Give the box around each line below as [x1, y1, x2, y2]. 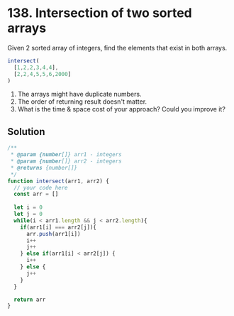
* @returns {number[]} [10, 164, 78, 171]
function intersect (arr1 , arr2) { [7, 178, 110, 185]
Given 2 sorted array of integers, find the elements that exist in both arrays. [7, 43, 228, 52]
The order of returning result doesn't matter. [17, 97, 147, 106]
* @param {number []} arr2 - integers [10, 158, 122, 165]
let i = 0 [13, 204, 43, 211]
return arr [13, 296, 46, 303]
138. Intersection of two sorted [7, 5, 193, 21]
